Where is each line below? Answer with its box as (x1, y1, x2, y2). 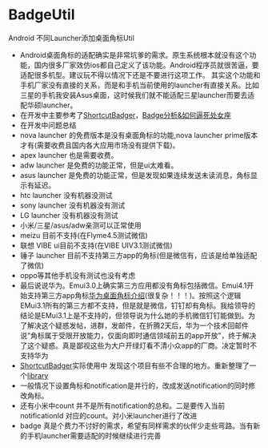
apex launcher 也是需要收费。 (19, 150, 118, 159)
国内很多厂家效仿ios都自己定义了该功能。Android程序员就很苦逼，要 (34, 60, 259, 70)
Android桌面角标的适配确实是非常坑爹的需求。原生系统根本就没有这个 (19, 50, 250, 59)
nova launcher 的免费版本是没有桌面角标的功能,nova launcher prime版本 (19, 130, 258, 139)
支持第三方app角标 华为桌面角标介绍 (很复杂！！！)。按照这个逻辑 (26, 290, 242, 300)
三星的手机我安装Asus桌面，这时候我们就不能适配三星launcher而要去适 (19, 90, 255, 99)
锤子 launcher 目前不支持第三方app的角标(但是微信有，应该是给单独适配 (19, 250, 258, 260)
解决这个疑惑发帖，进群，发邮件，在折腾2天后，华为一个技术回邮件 (26, 321, 250, 330)
